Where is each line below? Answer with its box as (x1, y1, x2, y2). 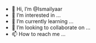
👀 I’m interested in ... (11, 12, 61, 19)
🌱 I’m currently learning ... (11, 18, 74, 24)
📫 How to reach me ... (11, 31, 66, 37)
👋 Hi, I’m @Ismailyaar (11, 6, 63, 12)
